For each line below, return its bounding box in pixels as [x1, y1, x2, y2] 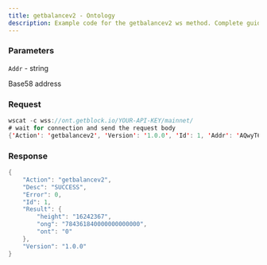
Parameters [8, 45, 54, 57]
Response [8, 150, 48, 162]
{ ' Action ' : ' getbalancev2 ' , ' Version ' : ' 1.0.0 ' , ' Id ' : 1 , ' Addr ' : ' [8, 131, 240, 139]
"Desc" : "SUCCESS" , [22, 183, 87, 191]
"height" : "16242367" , [37, 212, 112, 221]
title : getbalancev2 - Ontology [8, 11, 115, 20]
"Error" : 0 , [22, 190, 62, 199]
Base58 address [8, 79, 62, 88]
